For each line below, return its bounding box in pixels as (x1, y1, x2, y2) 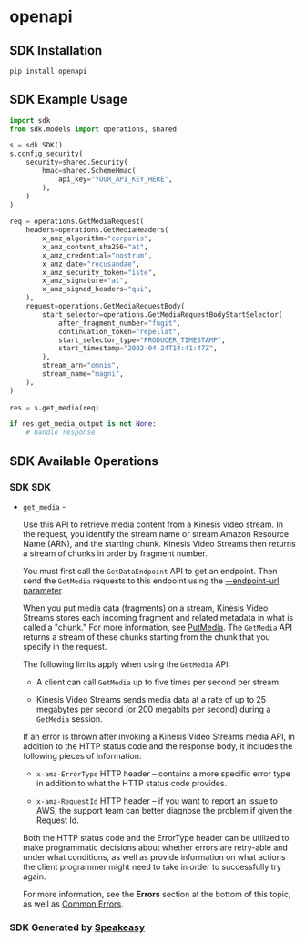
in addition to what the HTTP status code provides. (36, 777, 228, 788)
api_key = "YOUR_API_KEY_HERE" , (57, 175, 173, 184)
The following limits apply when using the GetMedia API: (22, 658, 230, 670)
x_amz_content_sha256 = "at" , (42, 242, 148, 251)
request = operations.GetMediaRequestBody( (25, 302, 185, 311)
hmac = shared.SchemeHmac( (42, 167, 137, 176)
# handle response (25, 428, 96, 438)
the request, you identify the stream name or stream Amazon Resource (22, 528, 290, 539)
